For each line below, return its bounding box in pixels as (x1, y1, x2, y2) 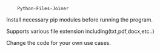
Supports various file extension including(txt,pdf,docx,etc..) (6, 27, 155, 35)
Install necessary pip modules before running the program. (6, 16, 153, 23)
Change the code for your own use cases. (6, 39, 111, 46)
